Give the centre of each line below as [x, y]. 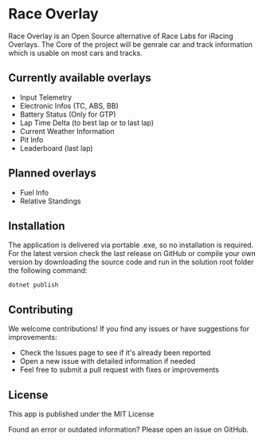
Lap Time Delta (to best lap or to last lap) [86, 122]
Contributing [41, 309]
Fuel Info [34, 192]
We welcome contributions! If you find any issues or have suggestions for [129, 329]
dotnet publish [33, 285]
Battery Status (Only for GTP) [68, 114]
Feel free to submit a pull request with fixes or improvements [119, 370]
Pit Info [31, 140]
